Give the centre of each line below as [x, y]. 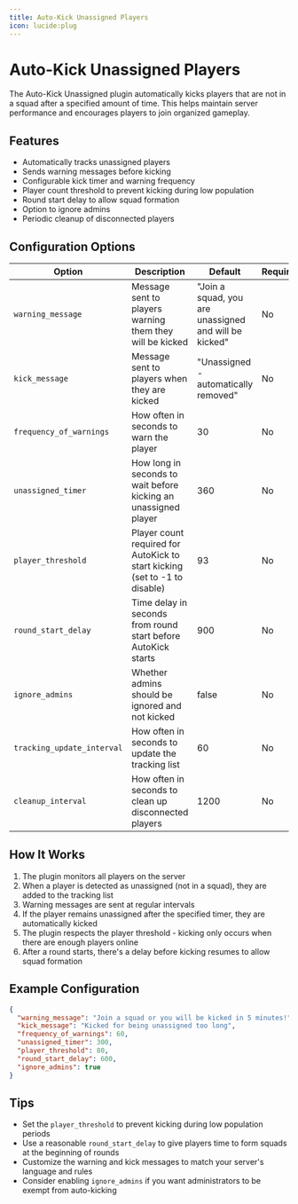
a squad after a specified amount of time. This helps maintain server [134, 104]
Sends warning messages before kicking [96, 172]
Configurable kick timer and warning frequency [108, 181]
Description [160, 271]
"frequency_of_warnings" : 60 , [73, 1035]
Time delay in [160, 602]
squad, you [220, 298]
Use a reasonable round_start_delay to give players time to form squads [154, 1143]
